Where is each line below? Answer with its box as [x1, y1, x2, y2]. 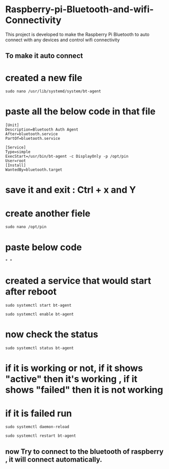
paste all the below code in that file [5, 106, 156, 117]
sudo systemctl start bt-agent [5, 303, 72, 308]
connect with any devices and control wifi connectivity [5, 37, 120, 43]
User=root [5, 158, 26, 164]
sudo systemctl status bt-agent [5, 345, 74, 351]
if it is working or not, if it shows [5, 362, 144, 374]
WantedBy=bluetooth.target [5, 167, 63, 172]
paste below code [5, 241, 82, 253]
